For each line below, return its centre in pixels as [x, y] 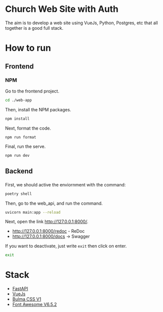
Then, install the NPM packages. [38, 109]
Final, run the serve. [25, 146]
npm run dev [17, 156]
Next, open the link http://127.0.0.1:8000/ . [47, 222]
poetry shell [19, 194]
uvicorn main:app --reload [33, 212]
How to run [28, 48]
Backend [19, 171]
